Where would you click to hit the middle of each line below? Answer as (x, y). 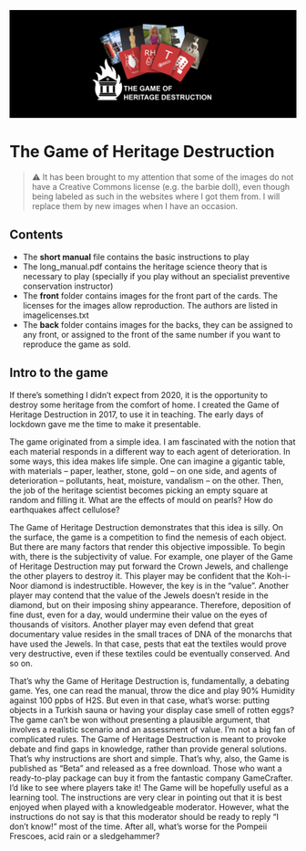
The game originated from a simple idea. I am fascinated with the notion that (153, 441)
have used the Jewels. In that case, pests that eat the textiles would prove (148, 644)
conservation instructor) (68, 286)
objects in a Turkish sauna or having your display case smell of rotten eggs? (152, 709)
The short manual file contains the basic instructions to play (136, 257)
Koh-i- (279, 575)
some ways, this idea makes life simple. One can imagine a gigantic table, (148, 461)
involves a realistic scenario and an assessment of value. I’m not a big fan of (153, 729)
